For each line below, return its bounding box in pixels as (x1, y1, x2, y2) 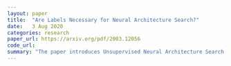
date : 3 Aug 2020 (7, 23, 64, 30)
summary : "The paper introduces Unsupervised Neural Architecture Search (7, 49, 225, 56)
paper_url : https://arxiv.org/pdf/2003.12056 (7, 36, 140, 43)
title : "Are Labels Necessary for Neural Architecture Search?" (7, 16, 199, 23)
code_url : (7, 42, 36, 49)
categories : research (7, 29, 70, 36)
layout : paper (7, 10, 48, 17)
